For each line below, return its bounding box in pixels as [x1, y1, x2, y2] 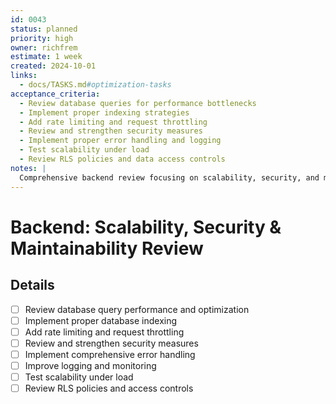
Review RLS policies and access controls [24, 382, 194, 394]
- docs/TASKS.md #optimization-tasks [19, 80, 172, 90]
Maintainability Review [10, 237, 204, 260]
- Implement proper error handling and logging [19, 136, 222, 146]
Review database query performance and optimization [24, 303, 250, 315]
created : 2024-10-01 [10, 61, 97, 71]
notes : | [10, 163, 47, 173]
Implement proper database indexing [24, 314, 178, 326]
